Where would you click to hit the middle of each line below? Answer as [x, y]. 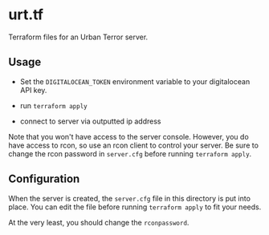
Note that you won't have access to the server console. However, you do [128, 136]
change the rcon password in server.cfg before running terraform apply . [130, 153]
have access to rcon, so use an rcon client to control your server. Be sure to [134, 145]
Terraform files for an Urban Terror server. [78, 37]
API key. [33, 90]
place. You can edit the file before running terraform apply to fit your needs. [135, 207]
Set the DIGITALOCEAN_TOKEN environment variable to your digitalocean [135, 81]
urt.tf [26, 15]
